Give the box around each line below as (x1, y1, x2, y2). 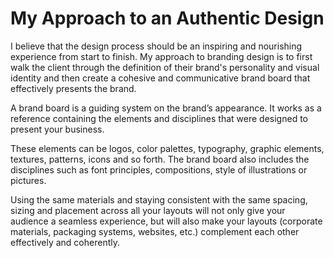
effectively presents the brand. (10, 82, 137, 94)
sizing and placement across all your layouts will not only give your (10, 204, 286, 216)
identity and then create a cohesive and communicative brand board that (10, 72, 311, 84)
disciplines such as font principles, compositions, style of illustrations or (10, 163, 308, 176)
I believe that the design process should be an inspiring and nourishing (10, 40, 303, 52)
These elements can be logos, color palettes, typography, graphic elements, (10, 142, 325, 154)
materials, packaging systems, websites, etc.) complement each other (10, 225, 300, 237)
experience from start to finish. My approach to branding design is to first (10, 50, 313, 62)
